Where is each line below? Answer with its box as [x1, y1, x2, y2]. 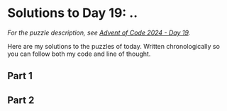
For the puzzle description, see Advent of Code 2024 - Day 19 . [7, 28, 191, 37]
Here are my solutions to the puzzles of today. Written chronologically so [7, 42, 220, 50]
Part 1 [7, 70, 33, 82]
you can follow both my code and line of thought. [7, 49, 151, 58]
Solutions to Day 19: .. [7, 5, 138, 21]
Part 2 [7, 94, 35, 106]
